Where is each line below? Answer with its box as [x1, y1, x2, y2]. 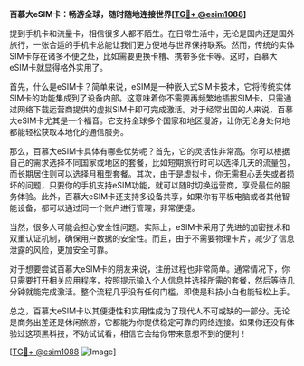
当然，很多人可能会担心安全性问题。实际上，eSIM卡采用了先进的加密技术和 [9, 222, 290, 232]
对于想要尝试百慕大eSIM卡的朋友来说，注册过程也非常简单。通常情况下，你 [9, 264, 290, 274]
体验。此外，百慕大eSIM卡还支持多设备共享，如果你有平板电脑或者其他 [16, 191, 282, 202]
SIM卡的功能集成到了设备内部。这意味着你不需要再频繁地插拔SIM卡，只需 [9, 92, 284, 103]
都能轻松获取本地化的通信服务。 [9, 127, 128, 137]
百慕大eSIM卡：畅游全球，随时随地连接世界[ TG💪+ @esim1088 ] [9, 9, 247, 19]
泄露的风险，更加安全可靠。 [9, 245, 113, 255]
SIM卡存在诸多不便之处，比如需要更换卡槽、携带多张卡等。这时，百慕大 [9, 51, 278, 62]
